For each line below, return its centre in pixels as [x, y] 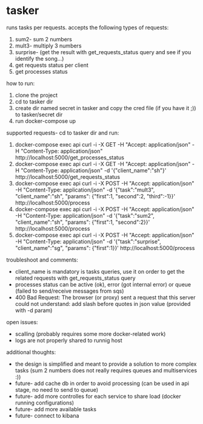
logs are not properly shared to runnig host [68, 340]
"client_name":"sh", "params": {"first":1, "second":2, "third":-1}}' [95, 196]
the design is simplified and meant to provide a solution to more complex [106, 364]
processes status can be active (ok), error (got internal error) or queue [103, 284]
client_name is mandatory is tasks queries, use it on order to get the [100, 271]
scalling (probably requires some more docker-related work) [90, 334]
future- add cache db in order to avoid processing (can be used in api [102, 383]
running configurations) [45, 403]
